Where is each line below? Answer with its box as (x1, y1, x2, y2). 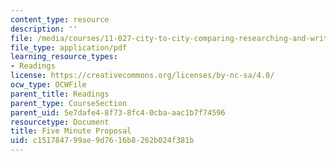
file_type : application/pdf (10, 42, 128, 53)
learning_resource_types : (10, 52, 118, 62)
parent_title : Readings (10, 89, 110, 99)
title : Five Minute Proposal (10, 126, 132, 136)
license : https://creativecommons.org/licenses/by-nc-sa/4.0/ (10, 71, 275, 81)
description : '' (10, 24, 78, 34)
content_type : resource (10, 14, 110, 25)
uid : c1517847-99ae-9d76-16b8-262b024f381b (10, 136, 195, 146)
